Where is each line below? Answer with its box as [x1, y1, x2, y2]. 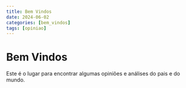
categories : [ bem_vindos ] [6, 19, 70, 25]
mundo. [6, 76, 25, 83]
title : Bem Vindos [6, 8, 52, 15]
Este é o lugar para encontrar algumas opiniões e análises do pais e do [6, 70, 181, 77]
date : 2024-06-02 [6, 14, 49, 20]
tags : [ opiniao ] [6, 25, 46, 31]
